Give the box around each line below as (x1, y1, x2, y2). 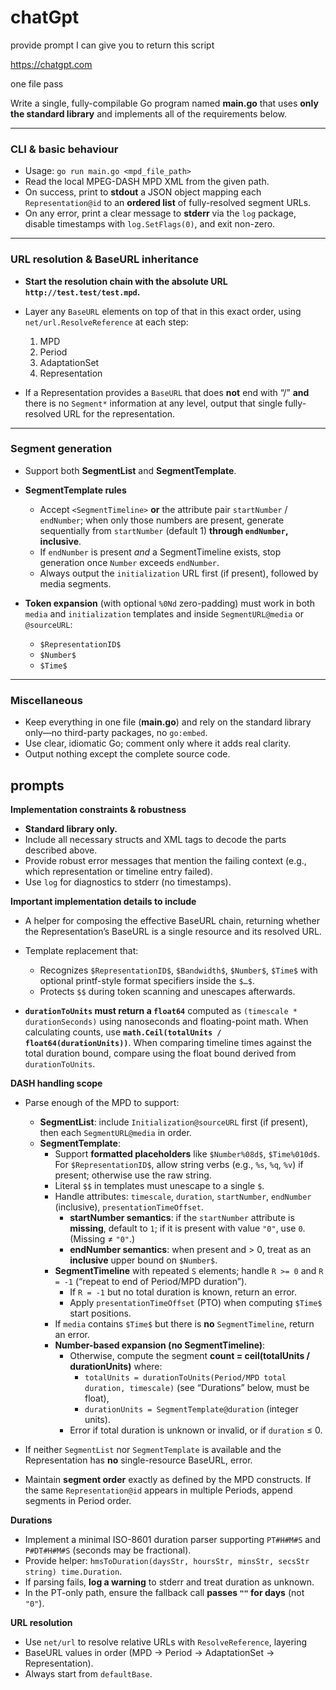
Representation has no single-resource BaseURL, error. (24, 1454, 253, 1466)
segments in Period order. (24, 1494, 132, 1506)
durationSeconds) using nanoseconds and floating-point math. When (24, 1015, 309, 1027)
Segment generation (10, 442, 113, 456)
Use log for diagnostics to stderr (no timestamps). (24, 876, 232, 888)
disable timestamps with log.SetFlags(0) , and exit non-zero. (24, 218, 276, 230)
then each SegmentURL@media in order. (39, 1126, 192, 1138)
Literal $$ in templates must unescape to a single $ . (54, 1179, 265, 1191)
